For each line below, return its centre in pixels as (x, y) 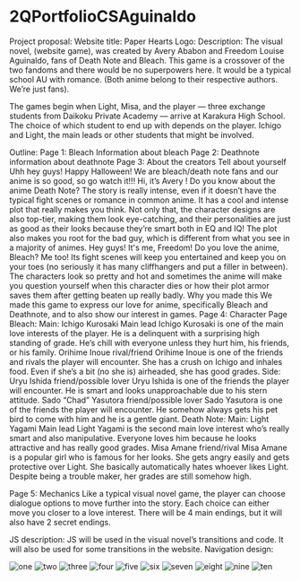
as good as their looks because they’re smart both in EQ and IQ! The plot (143, 228)
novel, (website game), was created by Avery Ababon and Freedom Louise (147, 50)
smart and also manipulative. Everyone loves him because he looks (133, 438)
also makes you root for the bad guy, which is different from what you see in (150, 238)
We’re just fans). (39, 89)
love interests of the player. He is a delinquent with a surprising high (134, 333)
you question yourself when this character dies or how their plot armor (140, 285)
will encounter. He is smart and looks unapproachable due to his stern (138, 390)
